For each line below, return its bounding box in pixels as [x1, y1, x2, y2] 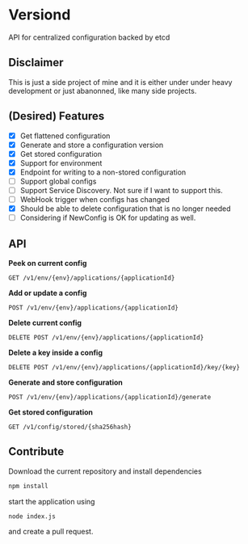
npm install [8, 482, 48, 490]
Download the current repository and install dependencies [8, 466, 202, 476]
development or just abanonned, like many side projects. [8, 86, 197, 95]
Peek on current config [8, 259, 87, 268]
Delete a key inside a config [8, 348, 103, 357]
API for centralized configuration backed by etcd [8, 32, 170, 42]
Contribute [8, 445, 65, 458]
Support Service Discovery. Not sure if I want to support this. [19, 185, 224, 195]
